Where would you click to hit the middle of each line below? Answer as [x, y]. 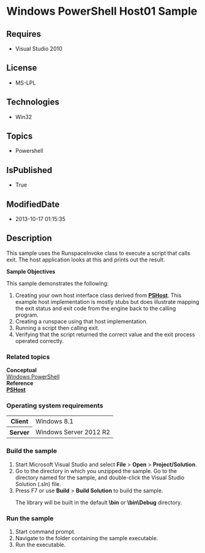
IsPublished [29, 170]
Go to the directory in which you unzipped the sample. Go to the [96, 471]
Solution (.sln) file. [38, 484]
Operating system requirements [55, 406]
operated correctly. [39, 341]
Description [29, 238]
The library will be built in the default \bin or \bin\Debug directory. [99, 502]
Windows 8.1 [55, 421]
